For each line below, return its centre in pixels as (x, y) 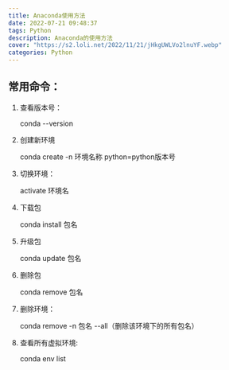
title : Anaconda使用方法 (47, 16)
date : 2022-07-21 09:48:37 (53, 23)
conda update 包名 (50, 258)
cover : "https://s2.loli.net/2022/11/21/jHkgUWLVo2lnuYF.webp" (115, 45)
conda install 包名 (49, 224)
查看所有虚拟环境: (49, 342)
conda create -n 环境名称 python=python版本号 (98, 157)
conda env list (43, 358)
